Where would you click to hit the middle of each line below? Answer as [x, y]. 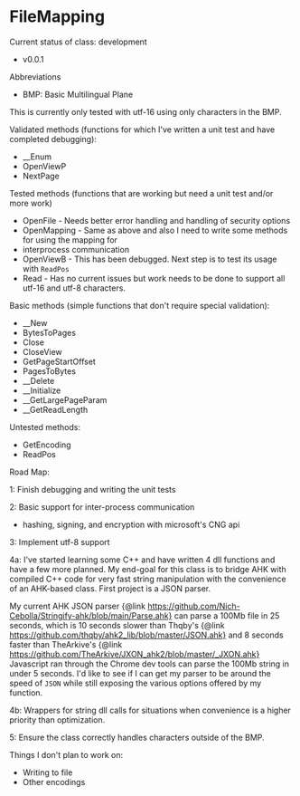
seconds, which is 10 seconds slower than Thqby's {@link [117, 625]
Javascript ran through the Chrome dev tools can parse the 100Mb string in [150, 664]
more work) [31, 203]
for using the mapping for [70, 240]
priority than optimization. [57, 719]
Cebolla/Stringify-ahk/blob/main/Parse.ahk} [91, 615]
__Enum [37, 157]
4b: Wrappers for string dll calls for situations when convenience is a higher [150, 710]
